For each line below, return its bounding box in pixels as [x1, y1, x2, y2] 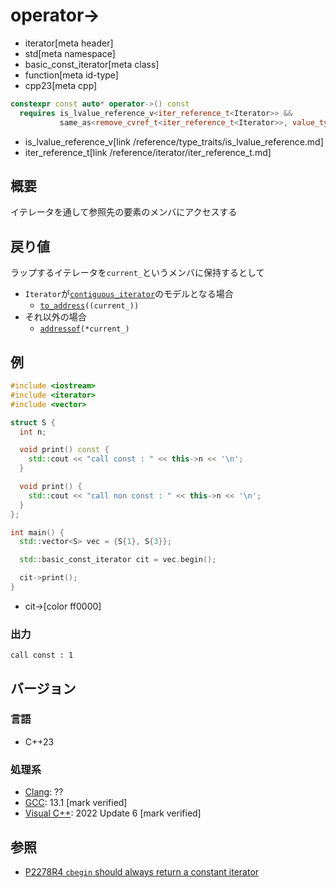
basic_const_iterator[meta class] [24, 58, 160, 70]
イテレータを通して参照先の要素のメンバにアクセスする [10, 206, 238, 218]
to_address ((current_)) [39, 301, 140, 311]
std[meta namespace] [24, 47, 116, 59]
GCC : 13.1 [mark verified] [24, 797, 128, 809]
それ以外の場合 [24, 311, 87, 323]
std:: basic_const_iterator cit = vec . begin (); [19, 555, 217, 565]
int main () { [10, 527, 65, 538]
